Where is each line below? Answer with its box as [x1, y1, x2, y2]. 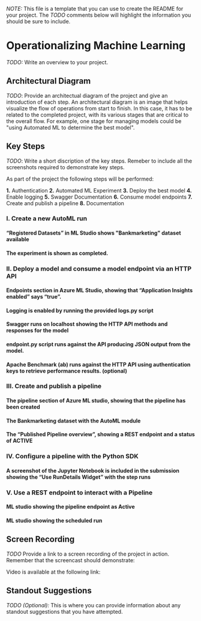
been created [6, 403, 40, 410]
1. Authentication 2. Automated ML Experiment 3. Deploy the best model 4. [6, 187, 192, 194]
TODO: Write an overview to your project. [6, 58, 109, 65]
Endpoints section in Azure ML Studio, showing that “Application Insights [6, 287, 193, 294]
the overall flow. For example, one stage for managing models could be [6, 117, 182, 125]
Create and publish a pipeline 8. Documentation [6, 199, 125, 206]
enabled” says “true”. [6, 293, 62, 301]
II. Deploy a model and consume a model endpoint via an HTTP [6, 264, 192, 272]
